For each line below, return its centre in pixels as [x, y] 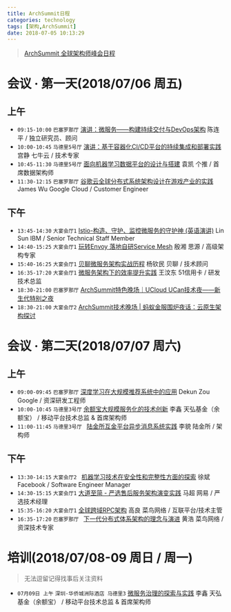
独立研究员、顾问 [53, 138]
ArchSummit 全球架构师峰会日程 [70, 53]
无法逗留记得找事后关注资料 [63, 578]
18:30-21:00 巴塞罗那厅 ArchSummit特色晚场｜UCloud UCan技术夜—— [116, 290]
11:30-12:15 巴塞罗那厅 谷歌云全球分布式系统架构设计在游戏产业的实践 [115, 181]
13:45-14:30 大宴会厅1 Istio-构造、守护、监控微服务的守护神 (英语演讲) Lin [120, 231]
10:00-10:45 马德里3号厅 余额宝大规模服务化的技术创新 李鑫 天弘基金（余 [118, 409]
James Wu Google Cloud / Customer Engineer [83, 189]
